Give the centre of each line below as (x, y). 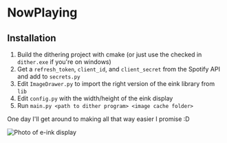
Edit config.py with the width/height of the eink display (95, 98)
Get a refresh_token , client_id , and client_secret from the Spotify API (118, 69)
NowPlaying (42, 13)
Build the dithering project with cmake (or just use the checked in (109, 54)
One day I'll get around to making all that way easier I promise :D (99, 119)
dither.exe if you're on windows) (64, 62)
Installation (32, 38)
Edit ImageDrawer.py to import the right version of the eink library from (116, 84)
